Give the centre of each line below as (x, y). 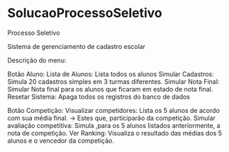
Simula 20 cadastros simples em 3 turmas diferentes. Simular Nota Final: (113, 81)
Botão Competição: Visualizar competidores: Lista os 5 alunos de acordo (113, 110)
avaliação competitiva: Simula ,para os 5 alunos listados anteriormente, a (114, 125)
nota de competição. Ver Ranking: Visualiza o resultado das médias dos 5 (114, 133)
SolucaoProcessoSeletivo (85, 13)
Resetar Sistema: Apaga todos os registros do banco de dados (99, 97)
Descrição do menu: (37, 60)
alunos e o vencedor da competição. (61, 141)
